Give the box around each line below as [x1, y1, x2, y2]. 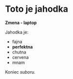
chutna [12, 49, 27, 55]
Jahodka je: [5, 29, 29, 35]
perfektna [12, 44, 33, 50]
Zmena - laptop [5, 20, 37, 26]
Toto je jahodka [5, 3, 68, 15]
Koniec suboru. [5, 69, 36, 75]
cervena [12, 54, 29, 60]
